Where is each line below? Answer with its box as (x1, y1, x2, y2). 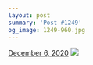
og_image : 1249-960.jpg (8, 26, 86, 34)
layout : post (8, 11, 51, 20)
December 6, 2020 (8, 49, 69, 58)
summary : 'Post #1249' (8, 19, 82, 27)
